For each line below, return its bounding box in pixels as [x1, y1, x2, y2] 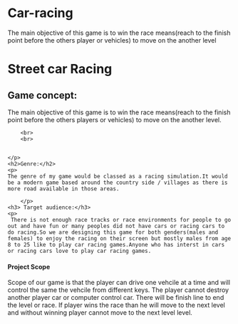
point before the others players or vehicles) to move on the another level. [7, 115, 222, 124]
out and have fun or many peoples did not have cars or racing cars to [7, 222, 225, 229]
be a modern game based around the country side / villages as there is [7, 179, 228, 186]
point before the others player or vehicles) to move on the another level [7, 36, 217, 44]
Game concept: [7, 89, 78, 101]
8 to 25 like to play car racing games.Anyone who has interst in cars [7, 241, 225, 248]
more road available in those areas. [7, 185, 120, 193]
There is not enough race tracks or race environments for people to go [11, 216, 232, 223]
